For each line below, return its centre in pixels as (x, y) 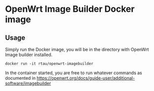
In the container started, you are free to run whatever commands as (74, 73)
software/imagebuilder (28, 83)
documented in (20, 78)
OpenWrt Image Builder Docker (70, 9)
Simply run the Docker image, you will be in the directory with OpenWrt (77, 49)
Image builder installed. (29, 55)
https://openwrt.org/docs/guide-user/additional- (86, 78)
